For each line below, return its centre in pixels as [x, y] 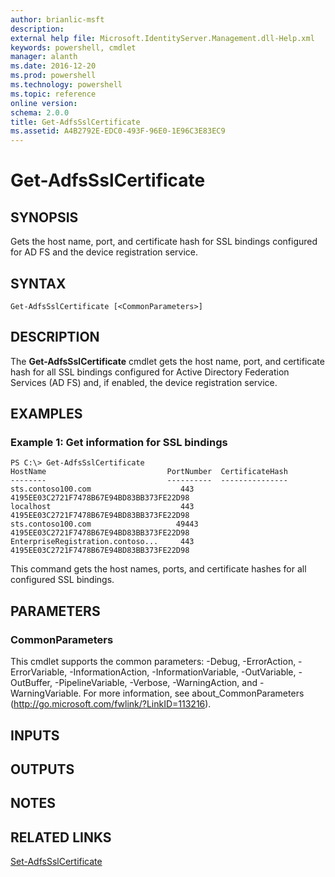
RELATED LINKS [61, 837]
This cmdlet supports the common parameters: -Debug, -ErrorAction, [153, 662]
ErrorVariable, [39, 672]
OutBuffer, [31, 683]
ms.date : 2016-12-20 [53, 66]
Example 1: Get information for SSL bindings [119, 443]
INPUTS [35, 735]
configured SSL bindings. [62, 580]
